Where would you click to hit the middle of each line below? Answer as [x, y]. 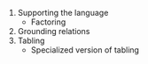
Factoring [48, 22]
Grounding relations [54, 31]
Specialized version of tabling [85, 50]
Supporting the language [63, 13]
